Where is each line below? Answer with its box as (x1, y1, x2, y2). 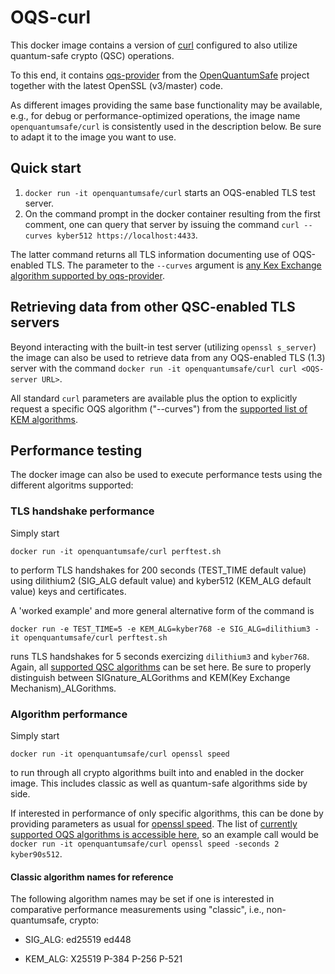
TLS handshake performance (10, 504, 155, 518)
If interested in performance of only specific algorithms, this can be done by (10, 807, 324, 819)
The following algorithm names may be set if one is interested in (10, 893, 275, 905)
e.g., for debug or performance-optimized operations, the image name (10, 109, 301, 121)
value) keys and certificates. (10, 585, 127, 597)
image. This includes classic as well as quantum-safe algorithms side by (10, 777, 308, 789)
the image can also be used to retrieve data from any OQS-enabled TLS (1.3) (10, 351, 326, 363)
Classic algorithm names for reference (10, 871, 174, 883)
